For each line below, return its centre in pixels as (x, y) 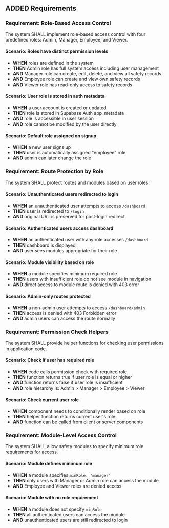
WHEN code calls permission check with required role (70, 372)
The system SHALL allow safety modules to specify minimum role (75, 446)
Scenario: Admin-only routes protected (48, 296)
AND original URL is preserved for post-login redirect (69, 216)
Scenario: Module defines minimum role (49, 464)
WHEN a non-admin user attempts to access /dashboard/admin (79, 308)
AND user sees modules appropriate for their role (65, 250)
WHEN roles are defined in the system (53, 63)
